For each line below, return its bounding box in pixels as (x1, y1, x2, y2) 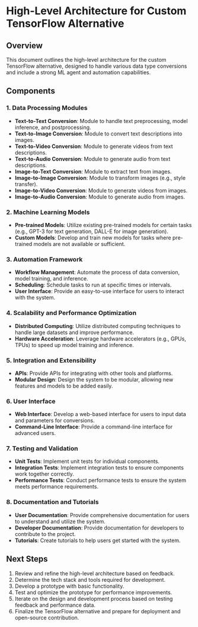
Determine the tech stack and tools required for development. (14, 576, 166, 583)
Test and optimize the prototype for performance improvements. (14, 588, 173, 596)
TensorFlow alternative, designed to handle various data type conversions (6, 62, 187, 70)
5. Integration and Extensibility (6, 356, 97, 364)
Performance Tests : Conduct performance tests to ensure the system (14, 477, 187, 484)
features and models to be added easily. (14, 382, 113, 389)
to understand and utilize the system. (14, 518, 106, 525)
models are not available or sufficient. (33, 240, 126, 247)
